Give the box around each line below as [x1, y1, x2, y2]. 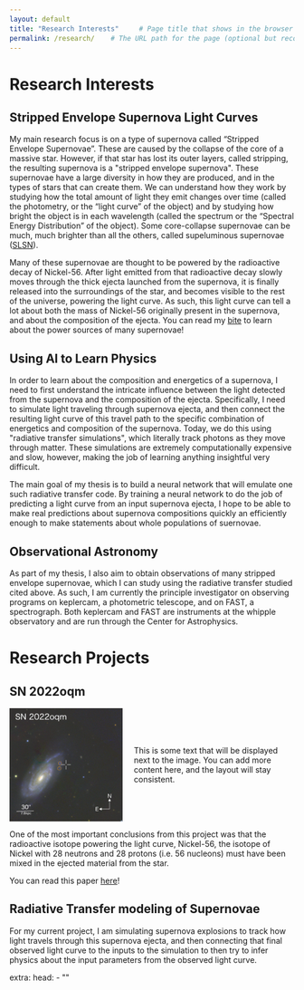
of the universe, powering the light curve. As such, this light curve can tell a [9, 295, 291, 307]
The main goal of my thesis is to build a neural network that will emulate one [9, 479, 293, 490]
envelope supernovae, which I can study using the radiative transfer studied [9, 578, 293, 588]
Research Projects [9, 648, 150, 668]
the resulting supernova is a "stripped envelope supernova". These [9, 163, 260, 174]
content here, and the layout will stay [134, 764, 271, 774]
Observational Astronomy [9, 543, 158, 559]
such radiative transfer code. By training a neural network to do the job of [9, 489, 283, 500]
